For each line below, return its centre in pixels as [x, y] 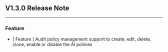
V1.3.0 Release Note [37, 8]
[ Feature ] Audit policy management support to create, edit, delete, [82, 39]
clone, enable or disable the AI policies [52, 44]
